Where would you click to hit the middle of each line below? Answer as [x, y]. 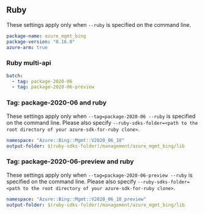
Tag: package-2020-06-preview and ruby [70, 161]
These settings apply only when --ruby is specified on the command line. [99, 24]
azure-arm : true [27, 47]
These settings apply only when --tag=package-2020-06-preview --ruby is [100, 175]
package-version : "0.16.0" [41, 42]
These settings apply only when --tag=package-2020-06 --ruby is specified [101, 116]
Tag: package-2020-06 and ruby [57, 103]
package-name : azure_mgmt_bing [46, 36]
